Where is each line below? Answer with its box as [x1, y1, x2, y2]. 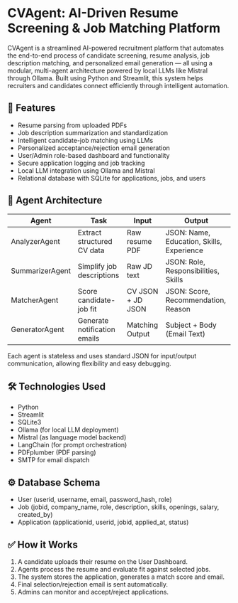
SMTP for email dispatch [17, 456, 90, 464]
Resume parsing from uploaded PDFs [17, 121, 127, 129]
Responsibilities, [165, 265, 220, 275]
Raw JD [126, 261, 153, 271]
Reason [165, 304, 191, 314]
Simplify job [77, 261, 118, 271]
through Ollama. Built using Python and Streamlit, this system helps [7, 73, 203, 82]
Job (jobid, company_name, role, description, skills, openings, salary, [17, 503, 220, 511]
